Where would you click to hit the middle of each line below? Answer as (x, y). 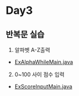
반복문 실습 (25, 34)
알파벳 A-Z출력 (32, 50)
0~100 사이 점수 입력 (39, 74)
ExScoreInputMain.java (43, 86)
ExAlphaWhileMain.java (44, 62)
